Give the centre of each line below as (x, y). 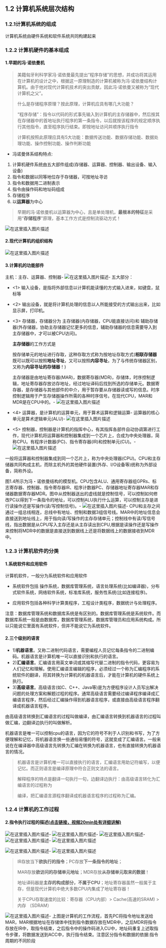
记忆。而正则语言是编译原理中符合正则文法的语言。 (69, 768)
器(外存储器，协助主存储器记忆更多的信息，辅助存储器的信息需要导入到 (84, 327)
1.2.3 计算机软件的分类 (32, 551)
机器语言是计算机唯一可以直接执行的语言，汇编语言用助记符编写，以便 (89, 762)
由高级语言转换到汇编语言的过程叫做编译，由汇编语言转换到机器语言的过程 (81, 716)
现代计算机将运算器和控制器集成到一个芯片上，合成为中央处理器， (88, 436)
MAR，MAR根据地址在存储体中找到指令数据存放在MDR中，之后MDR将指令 (81, 922)
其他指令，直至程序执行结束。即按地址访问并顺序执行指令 (80, 126)
